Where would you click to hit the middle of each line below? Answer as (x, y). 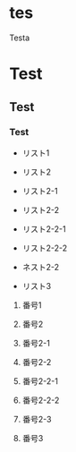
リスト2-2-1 (44, 229)
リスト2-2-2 (45, 248)
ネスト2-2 (41, 267)
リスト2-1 (40, 191)
